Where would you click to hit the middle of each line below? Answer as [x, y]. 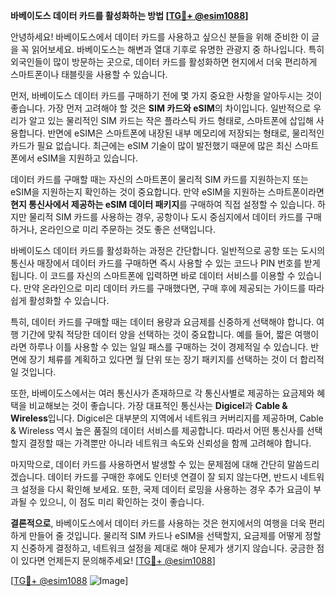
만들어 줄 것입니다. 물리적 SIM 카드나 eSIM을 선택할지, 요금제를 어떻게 [165, 535]
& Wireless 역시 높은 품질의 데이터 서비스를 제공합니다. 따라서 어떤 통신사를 [157, 430]
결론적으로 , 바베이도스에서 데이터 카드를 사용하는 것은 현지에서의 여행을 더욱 [158, 523]
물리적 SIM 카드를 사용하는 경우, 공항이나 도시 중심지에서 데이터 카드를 [166, 217]
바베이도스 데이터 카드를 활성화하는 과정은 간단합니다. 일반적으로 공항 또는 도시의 [168, 250]
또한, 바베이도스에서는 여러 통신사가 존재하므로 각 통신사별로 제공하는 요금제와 [162, 393]
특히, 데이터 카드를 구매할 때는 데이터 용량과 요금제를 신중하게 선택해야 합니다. [162, 322]
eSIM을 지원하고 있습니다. [87, 158]
